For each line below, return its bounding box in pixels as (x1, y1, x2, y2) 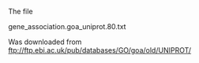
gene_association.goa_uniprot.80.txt (8, 22, 126, 31)
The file (8, 7, 33, 16)
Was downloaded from (8, 37, 82, 46)
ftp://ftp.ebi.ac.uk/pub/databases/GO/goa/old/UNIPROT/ (8, 46, 192, 54)
